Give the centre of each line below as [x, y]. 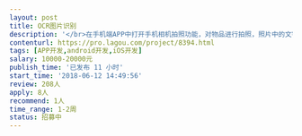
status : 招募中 [36, 117]
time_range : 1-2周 [43, 109]
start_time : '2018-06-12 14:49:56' [76, 76]
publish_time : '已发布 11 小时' [67, 68]
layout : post [34, 17]
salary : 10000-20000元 [51, 59]
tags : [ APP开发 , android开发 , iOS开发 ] [76, 51]
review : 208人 [35, 84]
